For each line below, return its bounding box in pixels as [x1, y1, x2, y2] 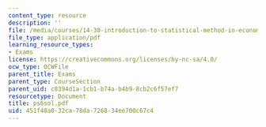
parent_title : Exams [8, 70, 77, 78]
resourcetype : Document [8, 92, 87, 100]
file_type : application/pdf [8, 33, 101, 42]
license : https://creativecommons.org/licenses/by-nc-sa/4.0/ [8, 56, 218, 64]
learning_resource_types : [8, 41, 93, 49]
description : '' [8, 19, 62, 27]
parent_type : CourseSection [8, 77, 101, 85]
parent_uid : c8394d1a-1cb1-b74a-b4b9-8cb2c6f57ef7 [8, 84, 179, 93]
